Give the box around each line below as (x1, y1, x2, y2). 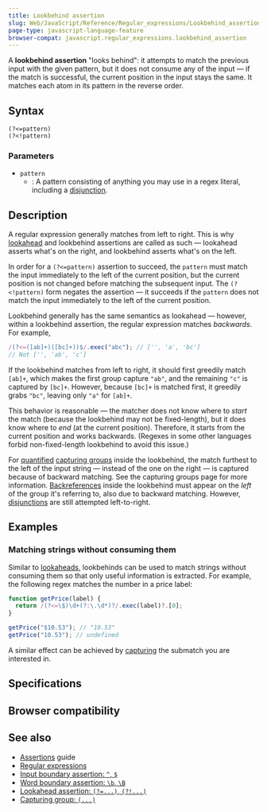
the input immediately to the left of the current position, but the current (8, 270, 240, 280)
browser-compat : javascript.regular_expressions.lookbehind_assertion (8, 33, 247, 42)
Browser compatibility (8, 704, 121, 717)
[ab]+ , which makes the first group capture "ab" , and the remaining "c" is (8, 373, 248, 383)
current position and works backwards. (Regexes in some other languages (8, 431, 252, 441)
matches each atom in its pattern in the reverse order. (8, 81, 184, 91)
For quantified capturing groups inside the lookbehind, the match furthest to (8, 455, 257, 464)
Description (8, 208, 68, 222)
